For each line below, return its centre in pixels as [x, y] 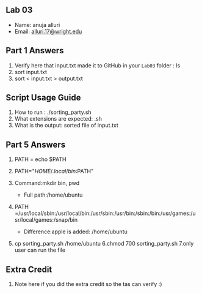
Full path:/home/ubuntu [53, 195]
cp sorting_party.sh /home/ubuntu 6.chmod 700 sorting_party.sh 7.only [104, 244]
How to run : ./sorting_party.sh [53, 112]
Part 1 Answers [35, 51]
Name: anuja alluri [37, 24]
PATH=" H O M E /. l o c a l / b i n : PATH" [54, 171]
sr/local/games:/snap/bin [46, 220]
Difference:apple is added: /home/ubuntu [75, 232]
